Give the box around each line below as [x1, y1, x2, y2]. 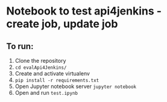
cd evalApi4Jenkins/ [14, 65, 67, 71]
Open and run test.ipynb [14, 89, 78, 96]
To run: [6, 41, 34, 51]
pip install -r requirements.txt [14, 77, 99, 83]
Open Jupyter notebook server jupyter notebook [14, 83, 137, 90]
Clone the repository [14, 57, 66, 64]
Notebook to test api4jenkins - [6, 4, 162, 18]
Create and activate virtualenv [14, 70, 90, 77]
